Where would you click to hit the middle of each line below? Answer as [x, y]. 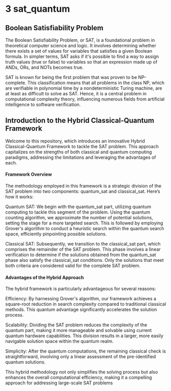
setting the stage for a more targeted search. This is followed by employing [84, 223]
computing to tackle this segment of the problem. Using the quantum [78, 212]
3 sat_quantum [38, 9]
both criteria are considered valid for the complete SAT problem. [73, 266]
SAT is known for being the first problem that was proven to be [71, 77]
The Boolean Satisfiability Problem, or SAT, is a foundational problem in [80, 40]
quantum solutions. [26, 362]
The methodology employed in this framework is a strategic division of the [83, 186]
